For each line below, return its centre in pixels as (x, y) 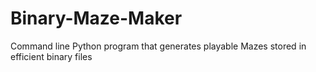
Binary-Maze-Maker (96, 18)
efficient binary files (51, 56)
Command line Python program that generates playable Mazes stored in (158, 46)
